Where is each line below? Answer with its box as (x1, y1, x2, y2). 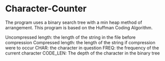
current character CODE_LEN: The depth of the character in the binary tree (5, 50, 160, 56)
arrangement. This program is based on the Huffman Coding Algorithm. (5, 24, 153, 30)
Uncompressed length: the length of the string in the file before (5, 34, 136, 40)
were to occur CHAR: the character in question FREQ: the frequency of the (5, 45, 159, 51)
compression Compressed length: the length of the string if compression (5, 39, 155, 45)
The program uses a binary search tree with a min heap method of (5, 19, 142, 25)
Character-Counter (5, 3, 87, 14)
